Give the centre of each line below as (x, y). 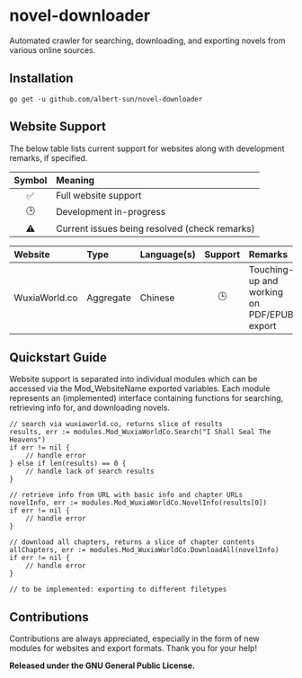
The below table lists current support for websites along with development (147, 148)
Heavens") (28, 440)
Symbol (31, 180)
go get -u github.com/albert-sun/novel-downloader (106, 99)
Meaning (75, 180)
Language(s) (168, 254)
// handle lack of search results (90, 472)
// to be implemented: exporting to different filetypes (118, 590)
